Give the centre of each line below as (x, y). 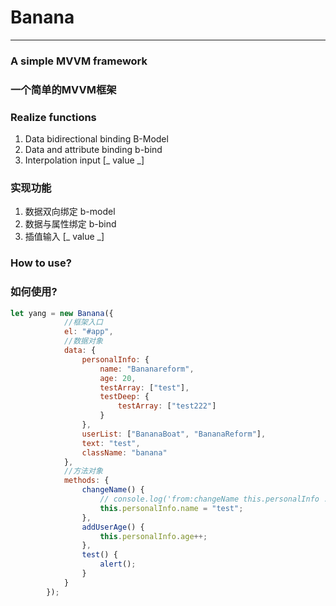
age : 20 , (118, 378)
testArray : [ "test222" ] (167, 406)
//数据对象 (83, 341)
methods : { (86, 481)
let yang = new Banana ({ (62, 313)
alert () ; (118, 564)
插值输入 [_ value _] (64, 237)
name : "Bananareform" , (147, 369)
